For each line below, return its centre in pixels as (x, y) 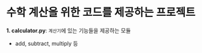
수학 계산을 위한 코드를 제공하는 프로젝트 (101, 12)
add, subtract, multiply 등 (47, 43)
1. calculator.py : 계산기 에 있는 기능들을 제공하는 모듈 (68, 30)
